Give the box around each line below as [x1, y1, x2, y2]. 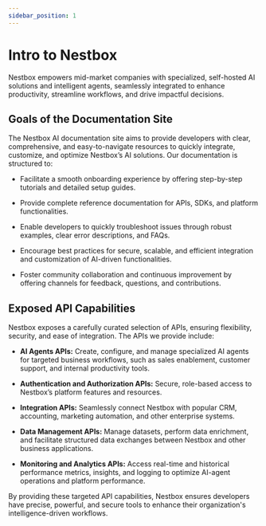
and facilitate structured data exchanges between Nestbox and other [19, 435, 246, 445]
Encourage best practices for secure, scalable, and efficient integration [19, 246, 253, 256]
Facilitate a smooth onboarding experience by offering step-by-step [19, 175, 243, 184]
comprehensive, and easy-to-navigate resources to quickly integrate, [8, 142, 236, 151]
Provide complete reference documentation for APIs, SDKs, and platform [19, 198, 259, 208]
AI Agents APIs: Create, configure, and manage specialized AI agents [19, 347, 249, 356]
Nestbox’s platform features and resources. [19, 387, 162, 397]
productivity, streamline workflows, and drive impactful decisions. [8, 89, 225, 99]
